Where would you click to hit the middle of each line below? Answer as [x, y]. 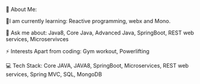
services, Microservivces [37, 39]
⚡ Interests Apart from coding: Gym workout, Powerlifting [78, 51]
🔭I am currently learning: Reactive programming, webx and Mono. [88, 21]
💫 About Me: [21, 9]
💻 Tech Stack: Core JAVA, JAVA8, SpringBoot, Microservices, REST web [97, 66]
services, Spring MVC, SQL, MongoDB [54, 74]
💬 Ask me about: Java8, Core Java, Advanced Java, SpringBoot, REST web [100, 33]
